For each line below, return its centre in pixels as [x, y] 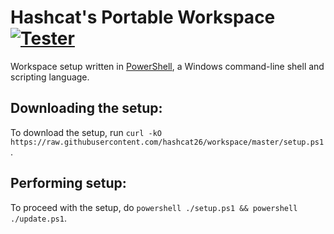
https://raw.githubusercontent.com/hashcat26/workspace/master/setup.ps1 [167, 142]
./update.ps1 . [38, 218]
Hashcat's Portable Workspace [143, 17]
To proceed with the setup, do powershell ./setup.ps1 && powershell [154, 207]
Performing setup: [68, 183]
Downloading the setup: [86, 108]
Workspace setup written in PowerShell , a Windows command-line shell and [167, 66]
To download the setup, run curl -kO [86, 132]
